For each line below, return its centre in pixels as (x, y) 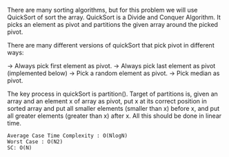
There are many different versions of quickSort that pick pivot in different (111, 45)
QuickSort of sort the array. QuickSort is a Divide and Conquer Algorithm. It (114, 17)
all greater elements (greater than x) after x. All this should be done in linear (114, 116)
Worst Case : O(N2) (35, 142)
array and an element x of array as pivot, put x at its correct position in (107, 101)
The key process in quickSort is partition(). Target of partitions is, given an (113, 94)
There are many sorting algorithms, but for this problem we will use (102, 10)
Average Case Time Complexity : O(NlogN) (68, 136)
